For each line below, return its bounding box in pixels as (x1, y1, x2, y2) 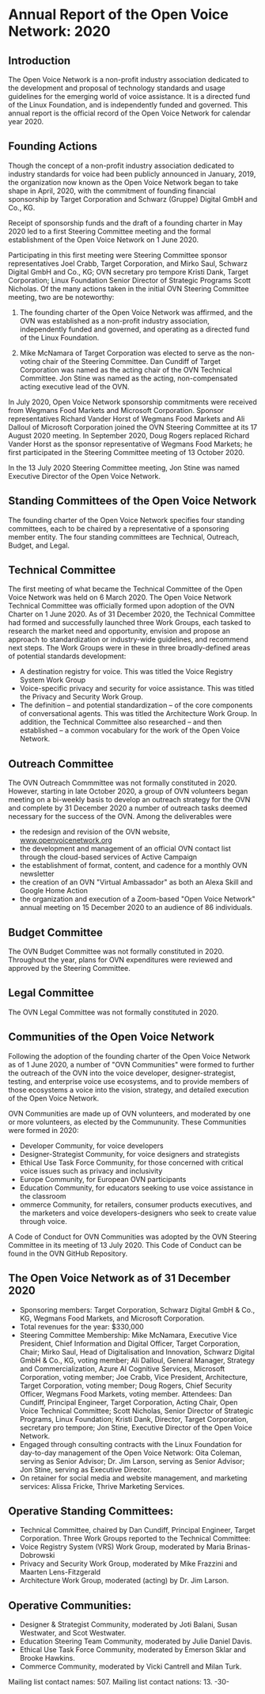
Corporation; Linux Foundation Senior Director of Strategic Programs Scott (8, 275, 252, 285)
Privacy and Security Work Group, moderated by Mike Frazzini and (19, 1559, 237, 1568)
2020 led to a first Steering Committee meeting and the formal (8, 226, 211, 236)
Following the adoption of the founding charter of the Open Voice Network (8, 1051, 251, 1061)
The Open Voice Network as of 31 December (8, 1271, 231, 1285)
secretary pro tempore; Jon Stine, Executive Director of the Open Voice (19, 1423, 253, 1432)
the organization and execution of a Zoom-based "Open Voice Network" (19, 894, 256, 904)
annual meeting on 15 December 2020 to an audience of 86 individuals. (19, 903, 253, 912)
